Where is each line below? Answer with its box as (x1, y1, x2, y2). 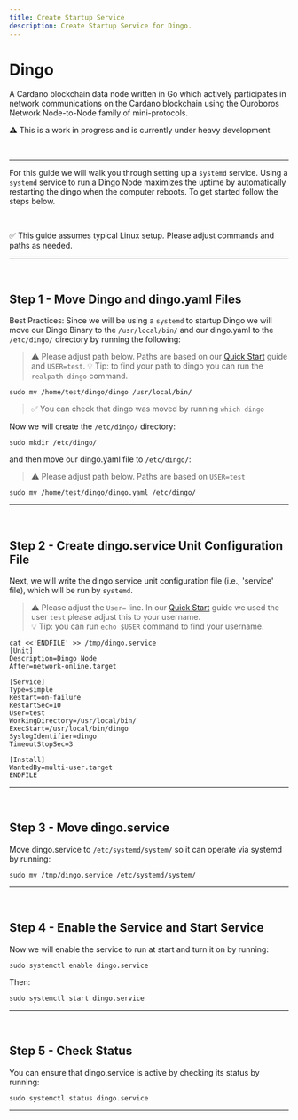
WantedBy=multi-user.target (9, 763, 114, 773)
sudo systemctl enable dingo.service (9, 961, 149, 970)
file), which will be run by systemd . (9, 585, 133, 596)
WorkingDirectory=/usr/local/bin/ (9, 717, 137, 726)
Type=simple (9, 686, 53, 695)
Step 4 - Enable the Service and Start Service (9, 920, 264, 935)
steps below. (9, 196, 56, 207)
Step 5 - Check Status (9, 1044, 133, 1059)
